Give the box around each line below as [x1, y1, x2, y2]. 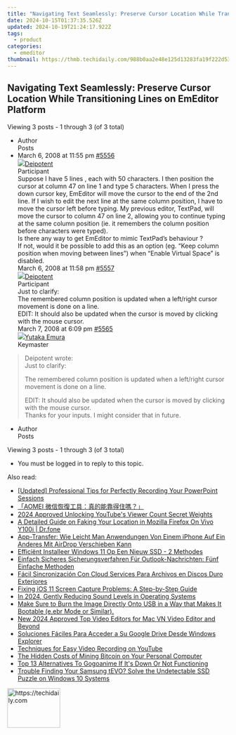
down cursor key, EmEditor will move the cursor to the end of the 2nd [17, 189, 218, 197]
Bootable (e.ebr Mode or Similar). [17, 607, 114, 615]
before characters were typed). [17, 226, 108, 235]
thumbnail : [7, 56, 39, 63]
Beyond [17, 622, 40, 630]
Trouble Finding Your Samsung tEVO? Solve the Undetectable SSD [17, 666, 210, 675]
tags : [7, 29, 23, 37]
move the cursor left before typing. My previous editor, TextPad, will [17, 204, 214, 213]
